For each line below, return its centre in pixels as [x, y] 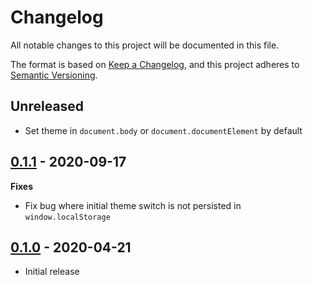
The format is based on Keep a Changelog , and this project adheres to [155, 64]
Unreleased [47, 106]
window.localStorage [67, 217]
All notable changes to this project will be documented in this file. [145, 45]
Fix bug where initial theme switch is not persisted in [133, 205]
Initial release [52, 272]
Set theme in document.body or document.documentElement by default [163, 130]
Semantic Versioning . [54, 75]
